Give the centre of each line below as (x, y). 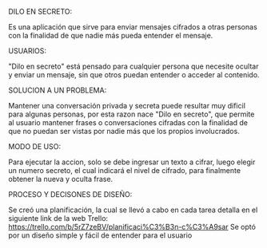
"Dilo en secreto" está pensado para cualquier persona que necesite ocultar (133, 66)
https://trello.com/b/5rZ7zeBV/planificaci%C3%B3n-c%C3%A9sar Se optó (132, 227)
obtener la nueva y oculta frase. (61, 179)
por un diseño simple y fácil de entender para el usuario (100, 235)
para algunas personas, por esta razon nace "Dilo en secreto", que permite (132, 114)
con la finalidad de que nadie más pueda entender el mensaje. (111, 35)
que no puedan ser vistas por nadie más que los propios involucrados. (124, 131)
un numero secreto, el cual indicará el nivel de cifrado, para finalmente (125, 170)
